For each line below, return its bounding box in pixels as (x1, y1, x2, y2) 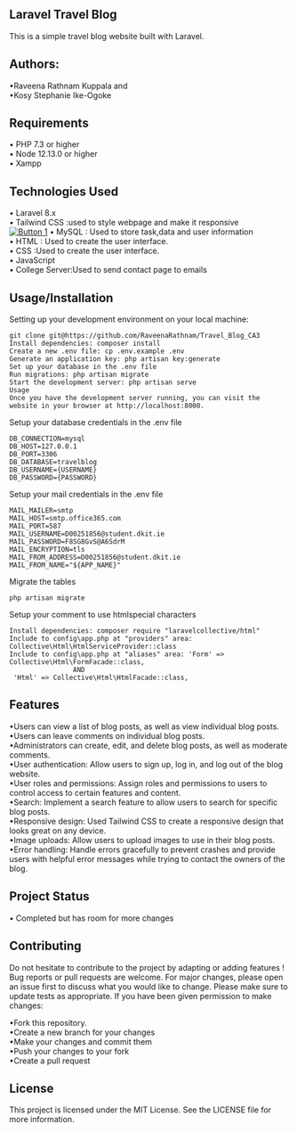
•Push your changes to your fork (9, 1046, 130, 1056)
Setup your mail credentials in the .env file (9, 489, 164, 500)
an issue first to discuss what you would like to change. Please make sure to (9, 980, 288, 992)
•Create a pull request (9, 1055, 91, 1066)
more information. (9, 1114, 75, 1125)
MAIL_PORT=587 (9, 521, 62, 531)
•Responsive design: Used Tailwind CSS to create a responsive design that (9, 816, 285, 826)
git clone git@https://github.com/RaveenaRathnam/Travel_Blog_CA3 (9, 332, 261, 340)
